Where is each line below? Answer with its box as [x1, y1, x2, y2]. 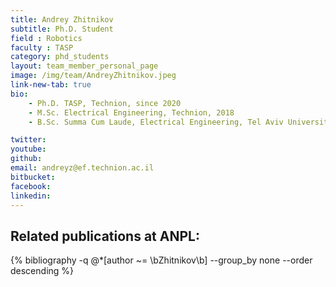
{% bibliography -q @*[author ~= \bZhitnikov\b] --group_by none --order [10, 254, 313, 266]
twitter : [10, 135, 47, 145]
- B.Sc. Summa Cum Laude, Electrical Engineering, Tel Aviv [28, 117, 284, 127]
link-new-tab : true [10, 80, 92, 90]
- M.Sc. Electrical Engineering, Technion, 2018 [28, 107, 235, 118]
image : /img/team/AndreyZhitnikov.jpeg [10, 71, 177, 81]
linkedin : [10, 191, 52, 201]
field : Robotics [10, 33, 83, 43]
